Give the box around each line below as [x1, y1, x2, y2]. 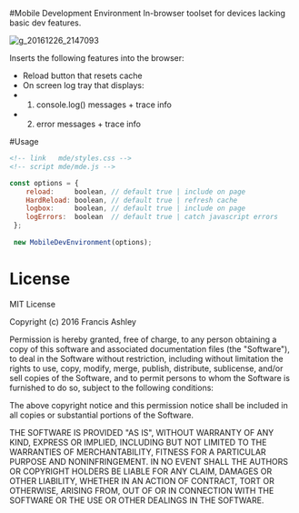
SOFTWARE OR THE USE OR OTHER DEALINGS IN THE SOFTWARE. [9, 495, 264, 506]
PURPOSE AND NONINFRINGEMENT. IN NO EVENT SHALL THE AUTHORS [9, 456, 289, 467]
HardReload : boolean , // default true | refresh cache [25, 196, 238, 205]
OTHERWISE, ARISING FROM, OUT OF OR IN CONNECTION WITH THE [9, 485, 274, 496]
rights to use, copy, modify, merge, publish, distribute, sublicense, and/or [9, 363, 284, 374]
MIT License [9, 298, 56, 309]
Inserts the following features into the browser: [9, 53, 184, 63]
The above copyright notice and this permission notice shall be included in [9, 399, 288, 410]
